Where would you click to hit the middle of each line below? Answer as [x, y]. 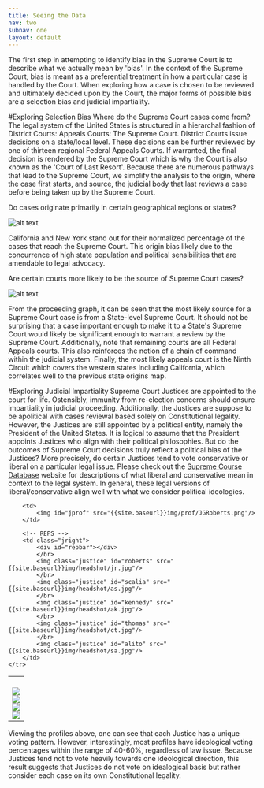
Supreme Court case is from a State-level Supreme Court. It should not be [128, 318]
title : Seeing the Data [47, 15]
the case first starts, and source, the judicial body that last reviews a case [128, 184]
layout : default [35, 37]
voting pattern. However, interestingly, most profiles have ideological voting [131, 742]
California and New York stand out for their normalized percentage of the [127, 238]
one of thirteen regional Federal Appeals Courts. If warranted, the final [122, 151]
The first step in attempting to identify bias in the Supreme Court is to [121, 60]
